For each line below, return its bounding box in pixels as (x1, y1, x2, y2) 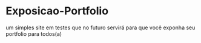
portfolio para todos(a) (5, 30, 62, 37)
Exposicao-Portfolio (5, 4, 109, 18)
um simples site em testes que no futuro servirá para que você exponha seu (5, 24, 196, 31)
